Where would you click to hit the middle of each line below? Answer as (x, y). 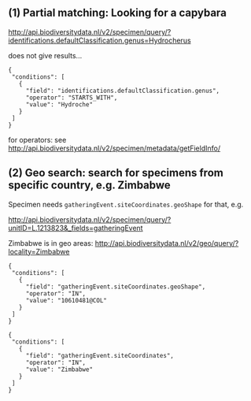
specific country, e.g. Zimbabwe (89, 186)
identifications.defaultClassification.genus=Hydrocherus (100, 40)
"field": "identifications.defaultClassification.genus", (123, 91)
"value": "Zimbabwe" (59, 369)
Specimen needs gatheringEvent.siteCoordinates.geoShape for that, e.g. (126, 204)
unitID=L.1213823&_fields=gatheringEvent (76, 228)
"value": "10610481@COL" (66, 300)
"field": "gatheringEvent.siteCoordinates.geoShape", (116, 287)
